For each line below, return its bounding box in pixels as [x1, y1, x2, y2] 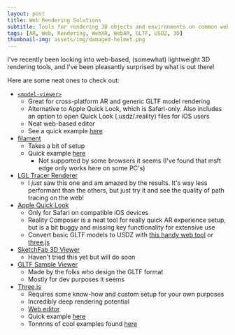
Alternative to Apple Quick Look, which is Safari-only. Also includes [27, 105, 222, 113]
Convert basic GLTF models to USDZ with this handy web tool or [27, 231, 213, 239]
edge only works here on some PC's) [38, 164, 145, 172]
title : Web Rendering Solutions [7, 17, 101, 24]
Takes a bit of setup [27, 142, 85, 150]
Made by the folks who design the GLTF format [27, 268, 164, 276]
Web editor [27, 305, 60, 313]
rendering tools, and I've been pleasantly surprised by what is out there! [7, 63, 215, 71]
